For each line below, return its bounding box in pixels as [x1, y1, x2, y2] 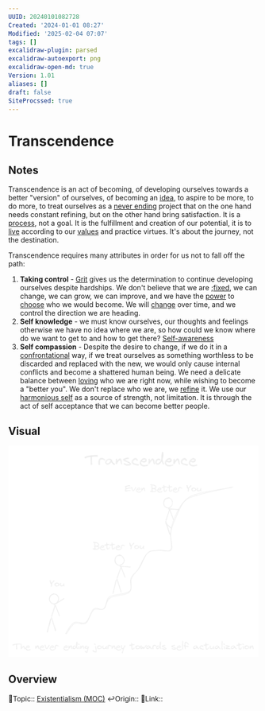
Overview [8, 673, 58, 686]
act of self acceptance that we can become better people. [19, 402, 210, 411]
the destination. [8, 235, 60, 245]
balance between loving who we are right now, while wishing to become [19, 376, 255, 386]
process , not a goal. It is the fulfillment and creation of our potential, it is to [8, 219, 252, 228]
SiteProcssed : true [8, 96, 73, 105]
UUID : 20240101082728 [8, 13, 80, 21]
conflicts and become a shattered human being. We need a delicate [19, 367, 241, 377]
